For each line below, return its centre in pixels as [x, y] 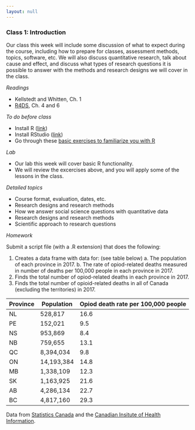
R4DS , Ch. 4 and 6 [37, 105]
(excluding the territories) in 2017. [55, 289]
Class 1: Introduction [36, 32]
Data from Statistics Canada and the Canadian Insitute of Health [83, 414]
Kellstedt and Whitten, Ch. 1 [48, 99]
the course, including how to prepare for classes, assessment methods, [93, 51]
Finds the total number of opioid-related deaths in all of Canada [91, 283]
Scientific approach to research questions [65, 224]
